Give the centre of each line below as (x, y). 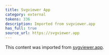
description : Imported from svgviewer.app (50, 24)
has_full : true (21, 28)
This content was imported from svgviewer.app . (55, 47)
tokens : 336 (18, 19)
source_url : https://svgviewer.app (42, 33)
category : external (26, 14)
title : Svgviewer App (28, 10)
